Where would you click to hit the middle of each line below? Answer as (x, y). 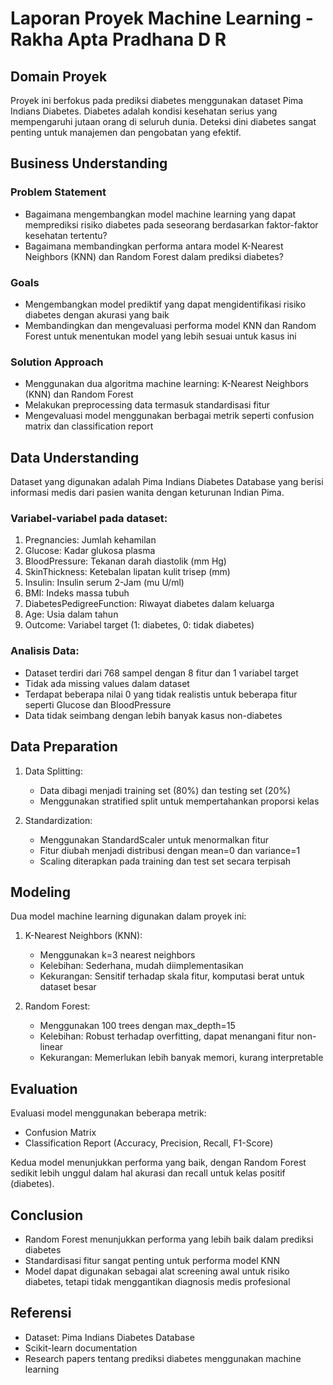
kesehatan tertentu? (66, 235)
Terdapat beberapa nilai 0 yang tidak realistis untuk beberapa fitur (161, 694)
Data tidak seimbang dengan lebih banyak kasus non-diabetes (153, 715)
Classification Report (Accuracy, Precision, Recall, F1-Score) (149, 1143)
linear (51, 1047)
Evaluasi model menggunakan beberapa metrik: (108, 1113)
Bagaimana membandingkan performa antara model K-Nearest (154, 246)
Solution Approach (57, 362)
